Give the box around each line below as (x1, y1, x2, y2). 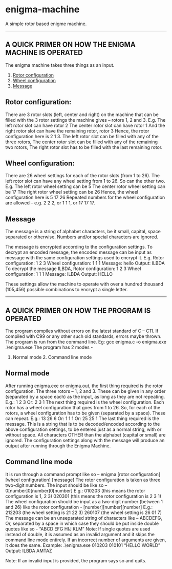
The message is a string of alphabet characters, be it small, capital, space (5, 229, 161, 235)
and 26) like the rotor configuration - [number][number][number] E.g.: (5, 504, 153, 510)
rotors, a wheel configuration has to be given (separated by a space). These (5, 410, 166, 416)
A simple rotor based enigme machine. (5, 21, 87, 27)
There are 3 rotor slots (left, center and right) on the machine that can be (5, 111, 159, 118)
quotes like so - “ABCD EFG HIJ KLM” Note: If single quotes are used (5, 525, 150, 532)
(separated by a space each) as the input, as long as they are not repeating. (5, 393, 165, 400)
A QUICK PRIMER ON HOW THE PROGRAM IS (5, 306, 151, 315)
